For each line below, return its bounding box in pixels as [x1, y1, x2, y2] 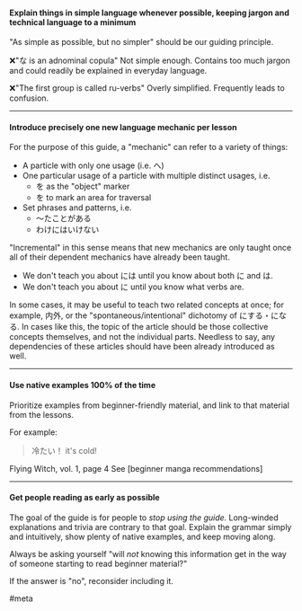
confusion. [9, 93, 49, 103]
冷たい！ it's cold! [31, 445, 97, 456]
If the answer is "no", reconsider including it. [9, 575, 173, 586]
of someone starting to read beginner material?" [9, 558, 188, 569]
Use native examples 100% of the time [9, 380, 155, 390]
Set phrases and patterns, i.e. [22, 202, 132, 213]
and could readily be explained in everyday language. [9, 66, 208, 76]
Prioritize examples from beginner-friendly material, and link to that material [9, 400, 290, 411]
